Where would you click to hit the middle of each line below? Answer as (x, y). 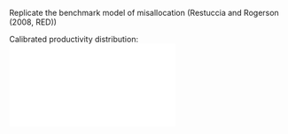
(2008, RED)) (33, 22)
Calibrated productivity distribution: (74, 39)
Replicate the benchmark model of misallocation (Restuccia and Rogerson (144, 13)
